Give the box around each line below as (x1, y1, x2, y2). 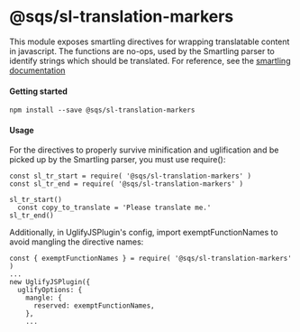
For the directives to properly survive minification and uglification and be (9, 144, 279, 155)
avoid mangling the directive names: (9, 236, 144, 247)
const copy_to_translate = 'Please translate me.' (17, 203, 212, 213)
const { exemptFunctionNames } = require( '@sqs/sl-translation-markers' (9, 254, 293, 263)
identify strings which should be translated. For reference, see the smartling (9, 55, 291, 66)
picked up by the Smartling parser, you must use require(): (9, 154, 226, 165)
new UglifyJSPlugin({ (9, 278, 91, 287)
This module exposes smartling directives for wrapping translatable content (9, 36, 290, 47)
